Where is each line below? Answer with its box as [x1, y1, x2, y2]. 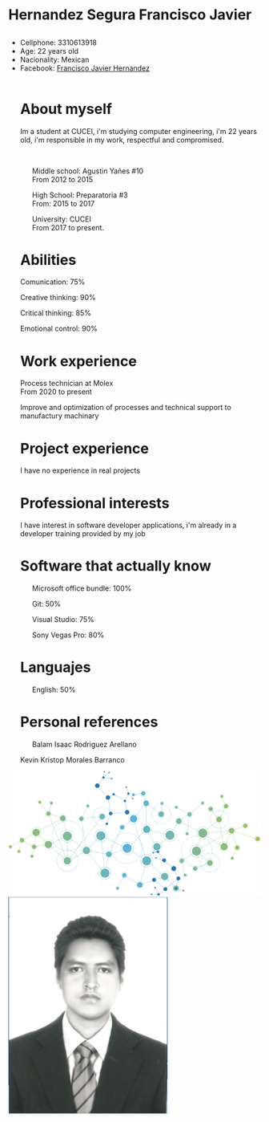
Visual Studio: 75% [31, 615, 94, 624]
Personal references [19, 713, 159, 731]
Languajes [19, 658, 91, 677]
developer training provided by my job [19, 529, 146, 539]
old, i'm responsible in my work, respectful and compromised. [19, 135, 224, 144]
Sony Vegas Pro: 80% [31, 630, 105, 640]
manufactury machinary [19, 411, 99, 421]
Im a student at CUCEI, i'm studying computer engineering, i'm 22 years [19, 126, 258, 136]
